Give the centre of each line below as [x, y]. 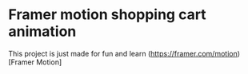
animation [42, 31]
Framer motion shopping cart [107, 15]
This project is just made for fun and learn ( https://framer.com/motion [123, 53]
